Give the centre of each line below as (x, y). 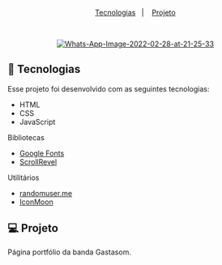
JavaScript (37, 122)
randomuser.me (46, 193)
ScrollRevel (38, 161)
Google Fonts (42, 153)
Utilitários (23, 177)
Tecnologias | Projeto (135, 13)
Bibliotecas (26, 137)
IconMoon (36, 202)
